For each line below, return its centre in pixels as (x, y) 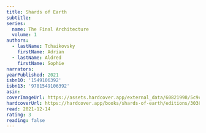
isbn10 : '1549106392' (34, 80)
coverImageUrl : (26, 97)
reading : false (26, 120)
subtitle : (19, 18)
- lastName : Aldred (37, 58)
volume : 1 (24, 35)
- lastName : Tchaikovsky (44, 47)
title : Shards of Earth (37, 12)
